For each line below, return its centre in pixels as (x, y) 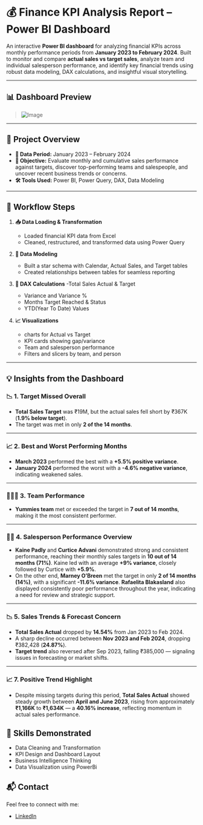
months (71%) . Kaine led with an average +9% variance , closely (96, 562)
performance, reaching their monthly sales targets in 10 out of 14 (96, 556)
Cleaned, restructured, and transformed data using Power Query (105, 243)
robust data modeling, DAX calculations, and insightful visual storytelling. (97, 71)
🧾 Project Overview (43, 139)
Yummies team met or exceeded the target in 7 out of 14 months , (97, 509)
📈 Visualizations (37, 321)
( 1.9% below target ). (41, 418)
